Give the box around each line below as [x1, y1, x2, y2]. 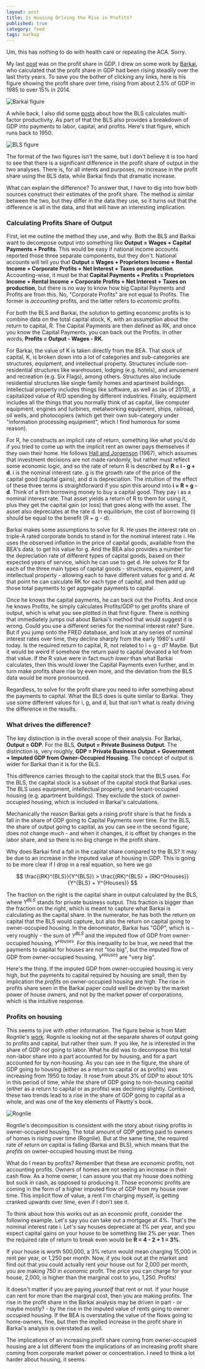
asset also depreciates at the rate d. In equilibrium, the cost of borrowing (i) [6, 508, 196, 516]
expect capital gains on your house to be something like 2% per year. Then [6, 1229, 195, 1237]
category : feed [6, 26, 45, 32]
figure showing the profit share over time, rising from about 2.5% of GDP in [6, 80, 195, 87]
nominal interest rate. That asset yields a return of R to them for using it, [6, 495, 187, 502]
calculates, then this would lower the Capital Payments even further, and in [6, 661, 194, 669]
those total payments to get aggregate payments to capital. [6, 584, 155, 592]
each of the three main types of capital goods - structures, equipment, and [6, 565, 195, 572]
